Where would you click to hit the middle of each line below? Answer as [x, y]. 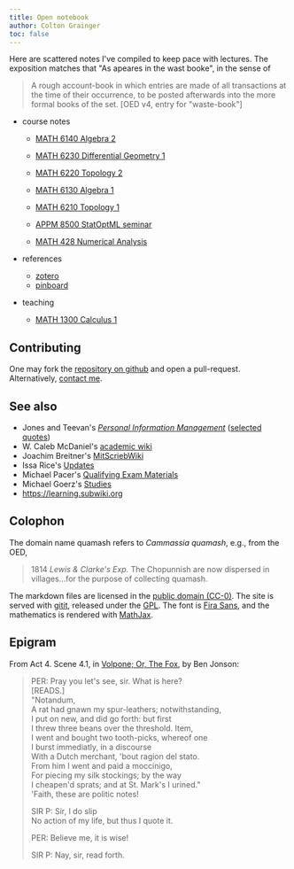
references [42, 259]
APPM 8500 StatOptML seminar [93, 225]
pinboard [52, 285]
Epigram [33, 643]
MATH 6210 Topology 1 [77, 207]
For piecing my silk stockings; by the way [106, 775]
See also [33, 406]
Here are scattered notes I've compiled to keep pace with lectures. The [139, 59]
